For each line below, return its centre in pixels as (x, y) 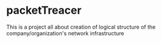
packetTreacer (44, 10)
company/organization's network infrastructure (65, 33)
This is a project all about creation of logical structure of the (81, 27)
